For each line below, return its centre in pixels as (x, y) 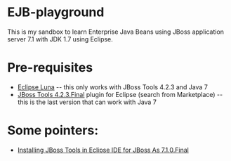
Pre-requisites (50, 68)
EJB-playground (56, 12)
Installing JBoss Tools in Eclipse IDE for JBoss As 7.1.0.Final (103, 150)
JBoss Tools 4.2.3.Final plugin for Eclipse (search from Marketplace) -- (120, 94)
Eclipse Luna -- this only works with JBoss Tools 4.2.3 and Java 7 (113, 87)
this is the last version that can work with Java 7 (87, 102)
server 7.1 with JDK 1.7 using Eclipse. (60, 39)
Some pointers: (53, 130)
